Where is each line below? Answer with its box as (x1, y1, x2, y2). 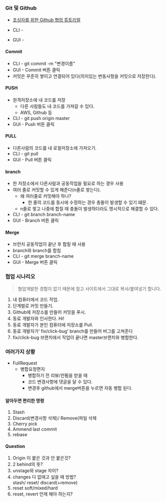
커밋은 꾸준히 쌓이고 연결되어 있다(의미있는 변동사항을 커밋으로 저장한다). (12, 73, 157, 79)
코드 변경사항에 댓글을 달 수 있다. (27, 379, 93, 385)
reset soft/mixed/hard (12, 485, 58, 491)
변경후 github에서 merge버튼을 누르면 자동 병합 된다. (27, 385, 133, 391)
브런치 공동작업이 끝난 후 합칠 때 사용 (12, 241, 86, 247)
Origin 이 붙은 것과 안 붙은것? (12, 455, 71, 461)
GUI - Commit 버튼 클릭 (12, 67, 61, 73)
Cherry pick (12, 421, 37, 427)
